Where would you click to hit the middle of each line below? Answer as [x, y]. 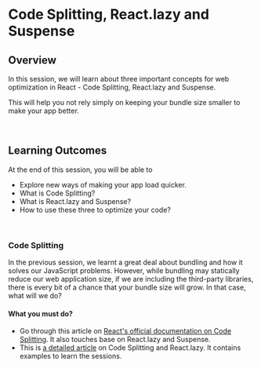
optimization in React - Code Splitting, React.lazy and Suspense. [112, 87]
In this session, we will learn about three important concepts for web [119, 79]
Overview [33, 60]
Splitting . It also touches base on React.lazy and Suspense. [115, 340]
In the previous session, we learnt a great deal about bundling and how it [125, 262]
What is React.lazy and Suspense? [75, 201]
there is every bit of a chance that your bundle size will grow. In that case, [127, 287]
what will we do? [35, 296]
